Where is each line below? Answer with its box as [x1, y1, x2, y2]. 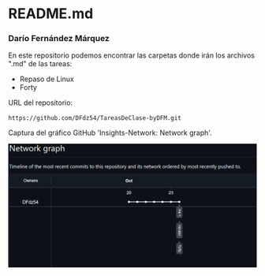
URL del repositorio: [8, 98, 73, 107]
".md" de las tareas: [8, 59, 73, 69]
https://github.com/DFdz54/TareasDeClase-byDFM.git [8, 114, 181, 122]
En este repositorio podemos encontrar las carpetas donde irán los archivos [8, 50, 255, 60]
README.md [8, 5, 94, 23]
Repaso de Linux [19, 74, 75, 84]
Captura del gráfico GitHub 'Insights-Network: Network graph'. [8, 128, 213, 138]
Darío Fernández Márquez [8, 33, 110, 44]
